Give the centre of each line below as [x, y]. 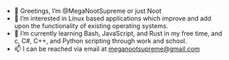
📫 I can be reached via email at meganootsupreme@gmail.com [107, 49]
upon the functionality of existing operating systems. [91, 26]
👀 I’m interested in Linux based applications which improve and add [112, 18]
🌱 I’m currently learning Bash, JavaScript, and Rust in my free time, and [118, 33]
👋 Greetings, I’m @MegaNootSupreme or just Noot [88, 11]
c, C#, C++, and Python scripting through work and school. [100, 41]
